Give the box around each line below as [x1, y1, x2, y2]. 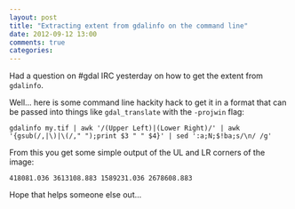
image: [9, 157, 35, 167]
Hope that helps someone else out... [9, 189, 142, 200]
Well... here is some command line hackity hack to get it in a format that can [9, 97, 287, 108]
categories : [9, 46, 53, 55]
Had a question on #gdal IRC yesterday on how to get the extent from [9, 70, 264, 81]
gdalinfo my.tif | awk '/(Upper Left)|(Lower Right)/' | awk [9, 124, 241, 133]
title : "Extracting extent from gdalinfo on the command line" [9, 21, 249, 30]
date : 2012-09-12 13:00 [9, 29, 98, 38]
